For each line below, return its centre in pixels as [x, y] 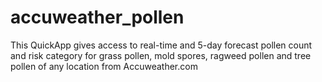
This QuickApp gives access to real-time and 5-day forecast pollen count [161, 45]
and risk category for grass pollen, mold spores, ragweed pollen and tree [161, 55]
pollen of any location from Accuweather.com [104, 66]
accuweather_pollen [97, 17]
